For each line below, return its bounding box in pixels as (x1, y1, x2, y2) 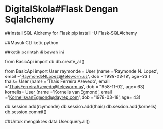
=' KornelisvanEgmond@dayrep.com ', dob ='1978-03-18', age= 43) (5, 94, 141, 100)
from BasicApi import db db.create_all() (5, 58, 85, 64)
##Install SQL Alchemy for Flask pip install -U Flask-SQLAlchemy (5, 30, 137, 36)
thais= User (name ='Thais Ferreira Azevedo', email (5, 78, 110, 84)
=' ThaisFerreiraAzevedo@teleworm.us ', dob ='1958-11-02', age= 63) (5, 83, 145, 89)
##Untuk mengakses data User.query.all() (5, 118, 90, 124)
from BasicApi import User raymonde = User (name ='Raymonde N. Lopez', (5, 68, 159, 74)
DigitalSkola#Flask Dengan (5, 3, 118, 15)
